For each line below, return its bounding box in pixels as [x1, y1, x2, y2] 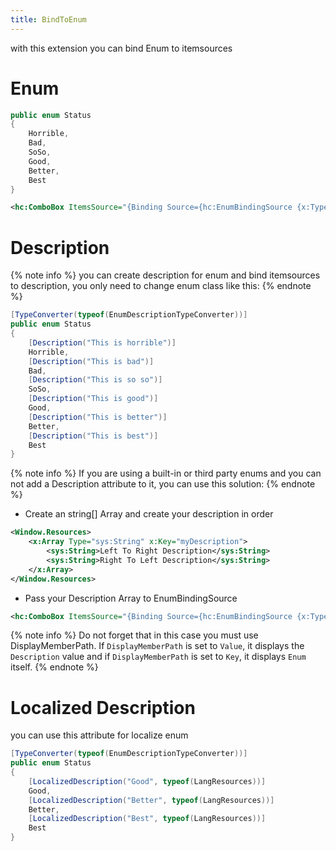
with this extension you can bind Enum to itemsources [10, 42, 233, 54]
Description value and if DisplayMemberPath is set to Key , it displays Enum [10, 651, 307, 663]
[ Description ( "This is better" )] [28, 412, 168, 422]
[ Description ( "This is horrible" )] [28, 337, 177, 348]
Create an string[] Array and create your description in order [24, 508, 274, 520]
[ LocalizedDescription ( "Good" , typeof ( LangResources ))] [28, 776, 267, 786]
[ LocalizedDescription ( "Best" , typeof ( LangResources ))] [28, 814, 267, 824]
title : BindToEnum [10, 14, 87, 25]
